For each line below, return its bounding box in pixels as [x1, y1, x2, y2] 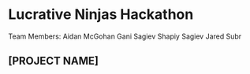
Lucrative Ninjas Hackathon [8, 6, 194, 24]
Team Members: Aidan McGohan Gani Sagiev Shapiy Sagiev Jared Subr [8, 31, 242, 41]
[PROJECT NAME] [8, 54, 99, 68]
